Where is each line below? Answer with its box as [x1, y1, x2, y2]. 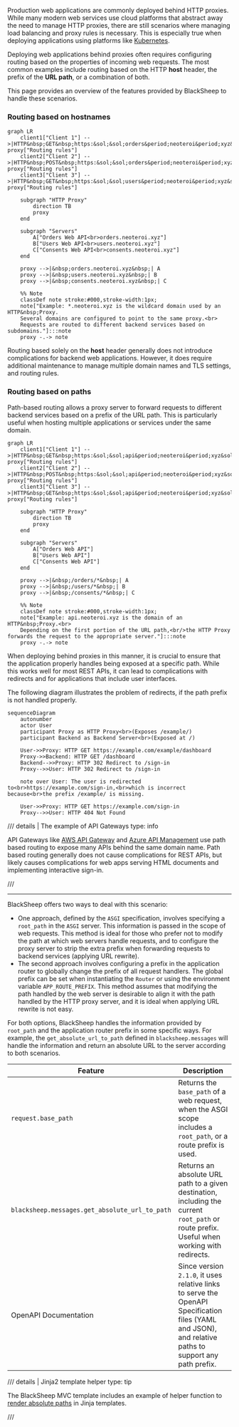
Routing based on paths [7, 387, 92, 397]
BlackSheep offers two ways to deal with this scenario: [7, 900, 169, 908]
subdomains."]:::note [7, 328, 72, 335]
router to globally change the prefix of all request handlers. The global [17, 967, 223, 975]
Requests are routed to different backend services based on [20, 321, 205, 328]
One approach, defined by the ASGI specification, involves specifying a [17, 913, 225, 922]
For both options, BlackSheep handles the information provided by [7, 1018, 202, 1027]
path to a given [178, 1178, 228, 1188]
